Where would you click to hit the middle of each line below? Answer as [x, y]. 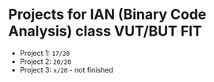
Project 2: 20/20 [45, 61]
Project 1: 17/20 [44, 53]
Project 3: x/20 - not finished [66, 69]
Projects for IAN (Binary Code [107, 15]
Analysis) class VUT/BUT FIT [105, 31]
